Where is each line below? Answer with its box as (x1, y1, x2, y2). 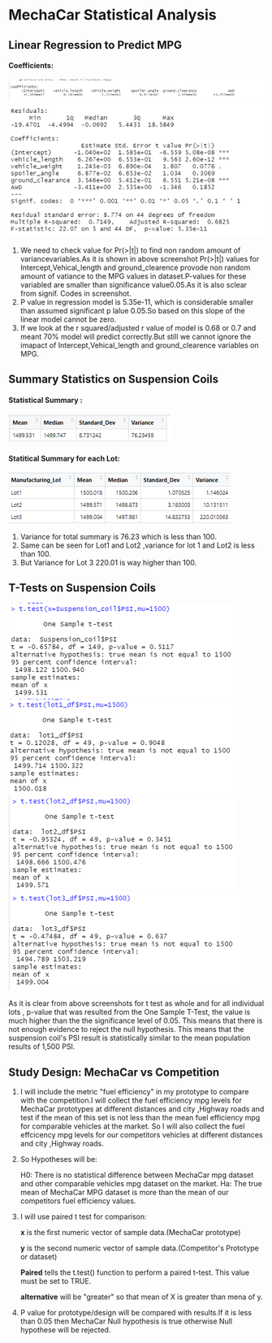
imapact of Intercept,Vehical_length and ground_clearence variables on (19, 340, 259, 350)
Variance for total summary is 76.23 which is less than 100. (19, 531, 218, 541)
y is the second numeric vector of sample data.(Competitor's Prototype (19, 1243, 260, 1253)
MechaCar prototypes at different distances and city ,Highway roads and (19, 1104, 265, 1114)
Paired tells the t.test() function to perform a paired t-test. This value (19, 1267, 250, 1277)
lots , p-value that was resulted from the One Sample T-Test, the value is (8, 1007, 251, 1017)
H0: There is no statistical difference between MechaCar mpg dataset (19, 1170, 254, 1180)
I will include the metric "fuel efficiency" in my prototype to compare (19, 1087, 249, 1097)
